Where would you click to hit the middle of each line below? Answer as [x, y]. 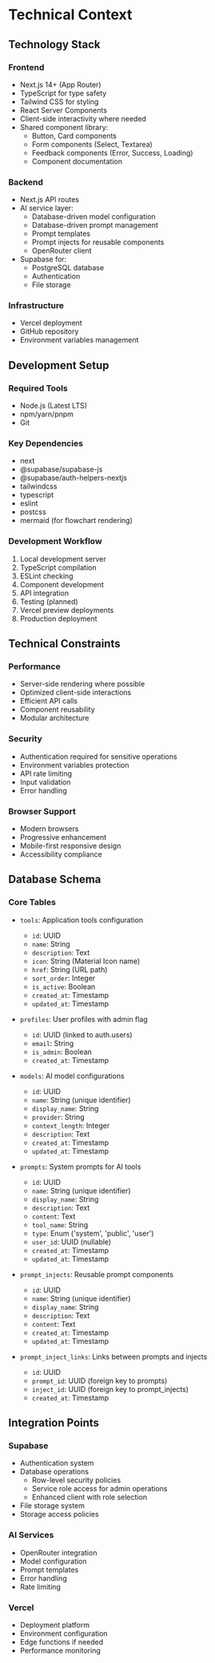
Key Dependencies [46, 444]
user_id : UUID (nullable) [72, 1242]
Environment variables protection [74, 765]
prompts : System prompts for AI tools [80, 1166]
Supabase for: [43, 259]
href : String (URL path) [70, 969]
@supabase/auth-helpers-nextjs [74, 478]
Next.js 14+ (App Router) [60, 84]
